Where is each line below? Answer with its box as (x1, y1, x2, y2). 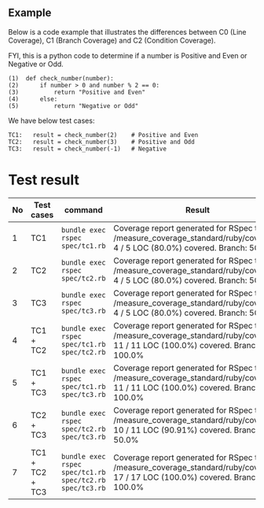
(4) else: (8, 95, 58, 103)
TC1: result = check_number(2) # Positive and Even (8, 131, 199, 139)
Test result (8, 171, 80, 188)
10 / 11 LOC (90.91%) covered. (113, 425, 233, 436)
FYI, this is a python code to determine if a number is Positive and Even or (8, 50, 247, 60)
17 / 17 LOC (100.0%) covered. (113, 472, 233, 483)
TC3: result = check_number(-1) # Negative (8, 145, 167, 153)
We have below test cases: (8, 116, 95, 125)
